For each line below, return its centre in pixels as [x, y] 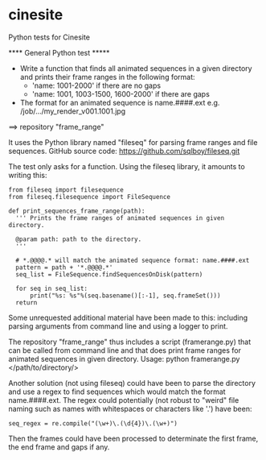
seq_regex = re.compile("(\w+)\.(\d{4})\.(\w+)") [93, 423]
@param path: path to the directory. [79, 239]
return [27, 303]
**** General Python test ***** [59, 52]
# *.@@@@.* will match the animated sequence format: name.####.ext [133, 260]
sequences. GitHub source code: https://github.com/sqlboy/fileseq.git [124, 151]
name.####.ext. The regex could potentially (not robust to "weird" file [124, 400]
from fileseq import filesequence [66, 190]
